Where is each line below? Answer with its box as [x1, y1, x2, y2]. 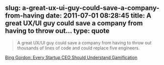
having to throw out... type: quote [5, 27, 110, 35]
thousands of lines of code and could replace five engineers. [17, 45, 140, 51]
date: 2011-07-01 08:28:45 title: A [46, 12, 152, 20]
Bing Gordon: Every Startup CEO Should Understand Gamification [5, 54, 138, 60]
